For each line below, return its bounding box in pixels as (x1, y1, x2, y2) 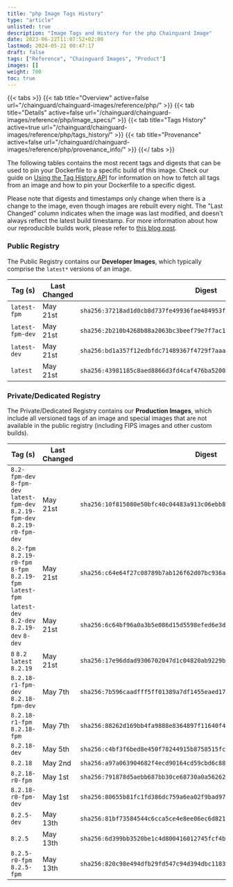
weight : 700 (7, 68, 42, 75)
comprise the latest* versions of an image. (7, 265, 132, 273)
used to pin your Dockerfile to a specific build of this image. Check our (7, 166, 209, 174)
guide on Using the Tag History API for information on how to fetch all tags (7, 174, 220, 182)
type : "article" (7, 17, 54, 24)
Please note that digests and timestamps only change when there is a (7, 194, 206, 203)
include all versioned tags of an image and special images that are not (7, 414, 207, 422)
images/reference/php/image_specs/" (7, 116, 116, 124)
